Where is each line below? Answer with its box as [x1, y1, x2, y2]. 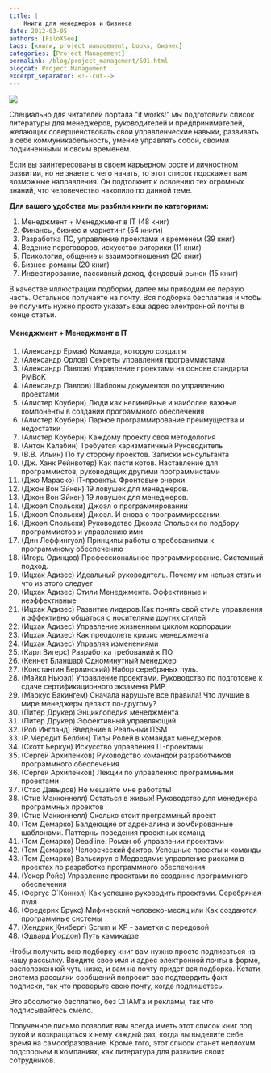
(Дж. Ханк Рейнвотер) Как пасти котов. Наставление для [20, 458, 219, 468]
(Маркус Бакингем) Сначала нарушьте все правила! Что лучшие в [20, 689, 250, 700]
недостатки [20, 423, 61, 433]
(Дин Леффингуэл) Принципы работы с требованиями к [20, 535, 215, 545]
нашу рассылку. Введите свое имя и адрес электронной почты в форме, [9, 955, 261, 965]
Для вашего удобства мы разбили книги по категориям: [9, 201, 209, 210]
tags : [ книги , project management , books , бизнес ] [9, 42, 183, 50]
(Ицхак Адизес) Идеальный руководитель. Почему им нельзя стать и [20, 570, 261, 579]
